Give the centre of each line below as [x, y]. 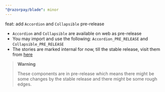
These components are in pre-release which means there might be [86, 73]
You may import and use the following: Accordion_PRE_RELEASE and [80, 39]
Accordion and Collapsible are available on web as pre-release [77, 33]
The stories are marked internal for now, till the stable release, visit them [86, 49]
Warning [26, 64]
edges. [24, 84]
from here [23, 54]
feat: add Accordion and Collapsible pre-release [55, 24]
